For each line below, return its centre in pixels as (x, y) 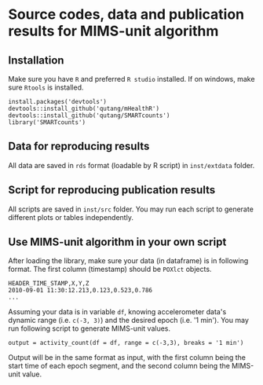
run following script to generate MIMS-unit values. (89, 328)
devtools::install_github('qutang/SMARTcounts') (89, 115)
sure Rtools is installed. (46, 87)
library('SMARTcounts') (47, 123)
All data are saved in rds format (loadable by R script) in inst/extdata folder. (131, 165)
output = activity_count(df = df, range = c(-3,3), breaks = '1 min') (126, 343)
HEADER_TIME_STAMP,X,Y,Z (49, 284)
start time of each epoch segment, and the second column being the (119, 366)
